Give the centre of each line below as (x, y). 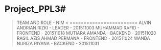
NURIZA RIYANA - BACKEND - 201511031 (58, 43)
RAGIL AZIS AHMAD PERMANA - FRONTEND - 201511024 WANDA (83, 38)
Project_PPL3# (35, 9)
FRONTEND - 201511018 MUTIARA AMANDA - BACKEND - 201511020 (86, 33)
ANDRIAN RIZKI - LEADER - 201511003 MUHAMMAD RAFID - (78, 27)
